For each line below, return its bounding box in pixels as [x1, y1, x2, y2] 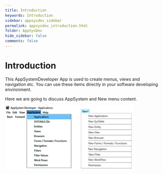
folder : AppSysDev [5, 28, 42, 34]
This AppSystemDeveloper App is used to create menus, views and [5, 76, 140, 82]
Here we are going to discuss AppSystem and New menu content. [5, 96, 137, 102]
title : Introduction [5, 8, 47, 13]
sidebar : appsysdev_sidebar [5, 18, 62, 23]
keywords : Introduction [5, 13, 54, 18]
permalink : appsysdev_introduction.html [5, 23, 89, 28]
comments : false [5, 39, 38, 44]
